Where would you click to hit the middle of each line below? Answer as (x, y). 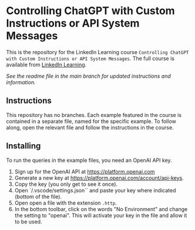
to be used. (28, 221)
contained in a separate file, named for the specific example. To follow (91, 121)
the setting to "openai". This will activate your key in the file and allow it (101, 215)
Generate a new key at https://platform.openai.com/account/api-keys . (99, 178)
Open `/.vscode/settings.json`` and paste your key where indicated (95, 190)
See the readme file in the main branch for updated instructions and (89, 76)
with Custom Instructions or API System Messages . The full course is (90, 58)
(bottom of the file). (38, 196)
